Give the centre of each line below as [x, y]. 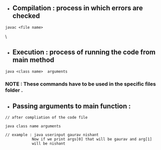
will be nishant [48, 144]
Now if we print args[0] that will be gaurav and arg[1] [92, 139]
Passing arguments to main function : [72, 106]
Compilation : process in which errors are [78, 8]
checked [26, 16]
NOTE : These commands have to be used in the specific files [80, 84]
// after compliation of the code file [46, 118]
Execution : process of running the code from [84, 52]
